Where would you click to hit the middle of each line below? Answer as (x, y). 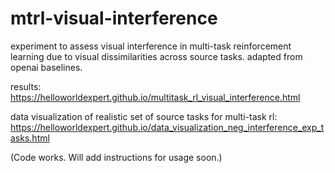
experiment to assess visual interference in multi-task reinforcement (151, 46)
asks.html (30, 138)
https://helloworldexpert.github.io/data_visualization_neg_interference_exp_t (167, 127)
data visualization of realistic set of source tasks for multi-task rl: (144, 116)
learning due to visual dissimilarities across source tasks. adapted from (156, 56)
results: (26, 86)
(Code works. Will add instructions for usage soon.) (116, 157)
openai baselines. (46, 67)
